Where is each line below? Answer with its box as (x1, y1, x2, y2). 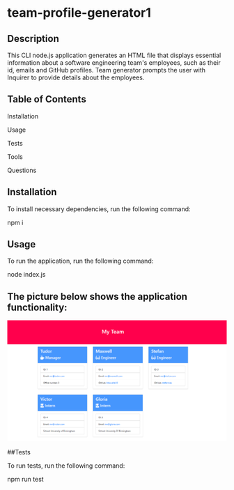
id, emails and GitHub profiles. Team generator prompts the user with (7, 66, 206, 74)
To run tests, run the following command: (7, 461, 125, 470)
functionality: (7, 301, 68, 313)
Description (7, 33, 59, 45)
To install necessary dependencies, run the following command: (7, 204, 191, 213)
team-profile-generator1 (7, 5, 152, 21)
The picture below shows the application (7, 291, 188, 303)
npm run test (7, 475, 44, 484)
